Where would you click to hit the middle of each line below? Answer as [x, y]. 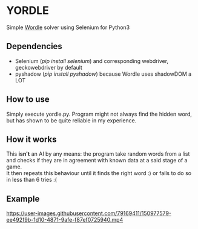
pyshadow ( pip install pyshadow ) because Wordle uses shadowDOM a [103, 74]
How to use [28, 100]
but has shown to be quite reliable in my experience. [71, 120]
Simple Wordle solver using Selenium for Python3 [68, 27]
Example [23, 198]
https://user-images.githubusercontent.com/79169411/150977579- [89, 213]
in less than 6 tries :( [32, 180]
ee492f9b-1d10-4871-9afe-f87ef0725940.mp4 [65, 220]
